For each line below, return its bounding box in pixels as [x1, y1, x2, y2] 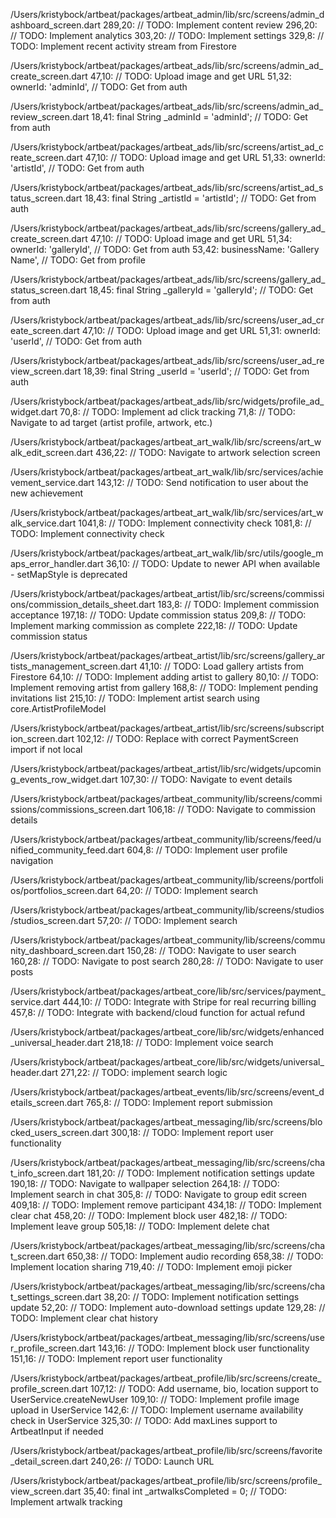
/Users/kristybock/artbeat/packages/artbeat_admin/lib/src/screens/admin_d [10, 9, 325, 20]
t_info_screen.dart [10, 1167, 85, 1179]
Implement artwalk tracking [10, 1496, 123, 1508]
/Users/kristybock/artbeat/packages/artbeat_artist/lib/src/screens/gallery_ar [10, 650, 326, 661]
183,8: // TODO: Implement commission [157, 599, 320, 610]
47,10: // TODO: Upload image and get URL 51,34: [89, 233, 293, 244]
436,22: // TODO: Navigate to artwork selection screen [94, 447, 321, 458]
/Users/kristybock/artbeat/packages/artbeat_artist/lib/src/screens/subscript [10, 722, 325, 734]
